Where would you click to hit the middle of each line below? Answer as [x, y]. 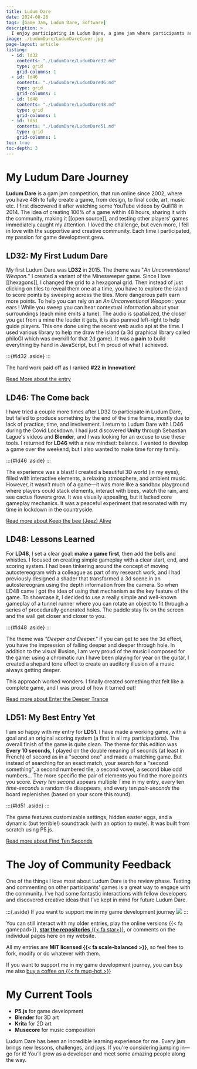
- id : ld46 [25, 77]
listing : [17, 50]
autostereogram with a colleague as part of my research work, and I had [93, 572]
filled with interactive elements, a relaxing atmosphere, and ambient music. [96, 478]
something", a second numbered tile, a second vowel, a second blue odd [94, 769]
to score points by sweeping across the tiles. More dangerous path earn [93, 295]
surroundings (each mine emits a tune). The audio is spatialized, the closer [96, 314]
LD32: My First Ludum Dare [57, 255]
